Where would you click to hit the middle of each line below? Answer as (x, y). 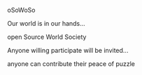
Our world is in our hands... (46, 23)
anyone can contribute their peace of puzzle (71, 64)
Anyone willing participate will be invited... (68, 50)
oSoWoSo (21, 10)
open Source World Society (47, 37)
